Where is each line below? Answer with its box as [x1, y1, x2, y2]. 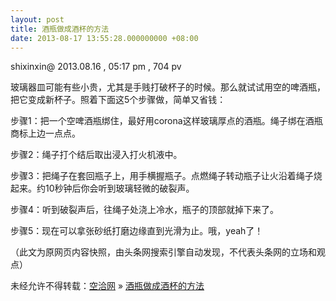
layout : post [10, 14, 65, 25]
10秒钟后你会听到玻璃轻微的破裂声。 [44, 182, 195, 195]
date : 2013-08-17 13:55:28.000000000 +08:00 [10, 33, 199, 43]
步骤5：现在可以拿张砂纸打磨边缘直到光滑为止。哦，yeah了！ [10, 225, 264, 237]
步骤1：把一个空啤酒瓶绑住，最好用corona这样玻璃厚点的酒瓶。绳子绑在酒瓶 [10, 115, 323, 127]
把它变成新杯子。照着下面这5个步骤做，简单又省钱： [10, 94, 227, 106]
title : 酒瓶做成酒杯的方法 [10, 24, 110, 34]
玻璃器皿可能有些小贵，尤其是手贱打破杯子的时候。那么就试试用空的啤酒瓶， [10, 81, 326, 93]
